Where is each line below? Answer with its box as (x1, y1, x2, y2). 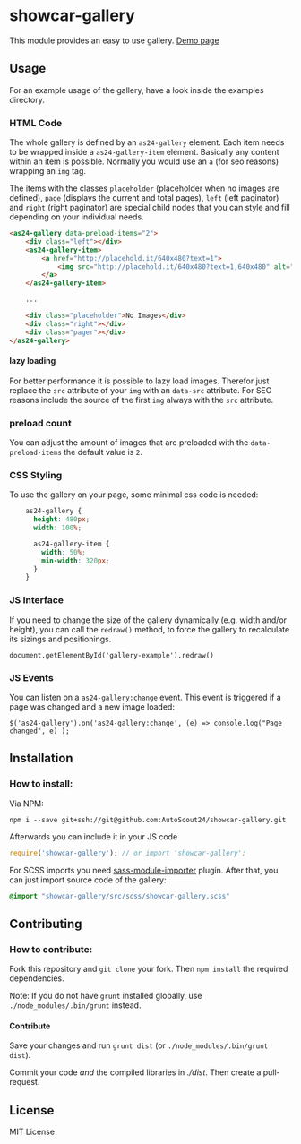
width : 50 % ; (41, 547, 87, 556)
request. (9, 1077, 40, 1088)
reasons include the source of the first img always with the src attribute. (9, 394, 274, 405)
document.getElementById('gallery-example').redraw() (9, 650, 215, 659)
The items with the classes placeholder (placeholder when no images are (9, 183, 280, 194)
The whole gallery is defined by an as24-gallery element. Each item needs (9, 137, 285, 148)
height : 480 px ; (32, 515, 90, 524)
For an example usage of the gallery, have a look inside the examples (9, 84, 264, 95)
